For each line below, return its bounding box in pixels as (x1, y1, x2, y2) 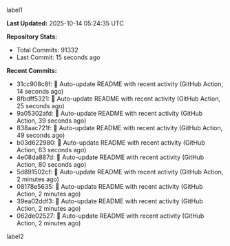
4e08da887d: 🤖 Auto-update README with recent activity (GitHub (16, 153, 205, 161)
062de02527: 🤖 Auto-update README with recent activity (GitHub (16, 212, 205, 220)
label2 (6, 232, 24, 240)
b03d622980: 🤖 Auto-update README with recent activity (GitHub (16, 139, 205, 147)
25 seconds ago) (16, 102, 65, 110)
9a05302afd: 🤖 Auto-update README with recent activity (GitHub (16, 110, 203, 117)
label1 (6, 6, 23, 14)
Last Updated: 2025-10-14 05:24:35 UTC (6, 19, 125, 27)
